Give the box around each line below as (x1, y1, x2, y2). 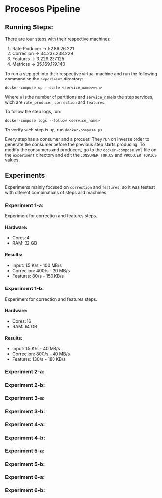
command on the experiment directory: (5, 76, 83, 81)
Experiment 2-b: (5, 382, 45, 389)
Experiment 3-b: (5, 408, 45, 415)
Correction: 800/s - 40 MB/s (12, 351, 70, 357)
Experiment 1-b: (5, 285, 44, 292)
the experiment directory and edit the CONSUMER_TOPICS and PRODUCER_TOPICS (5, 152, 157, 157)
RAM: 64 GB (12, 324, 38, 330)
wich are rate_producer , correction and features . (5, 99, 106, 105)
